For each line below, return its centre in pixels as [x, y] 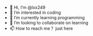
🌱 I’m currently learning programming [47, 18]
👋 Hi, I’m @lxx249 [28, 7]
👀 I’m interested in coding [35, 12]
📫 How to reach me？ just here [41, 28]
